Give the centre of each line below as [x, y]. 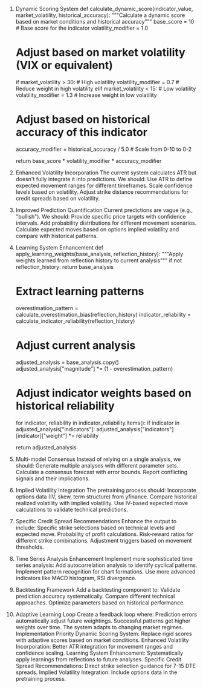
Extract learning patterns [80, 292]
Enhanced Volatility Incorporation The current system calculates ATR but [106, 173]
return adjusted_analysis [46, 447]
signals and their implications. [53, 478]
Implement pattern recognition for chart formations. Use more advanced [105, 571]
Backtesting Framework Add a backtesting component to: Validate [98, 589]
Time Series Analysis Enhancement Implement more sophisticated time [104, 558]
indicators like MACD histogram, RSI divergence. [76, 578]
